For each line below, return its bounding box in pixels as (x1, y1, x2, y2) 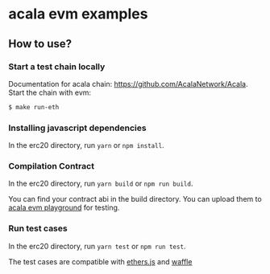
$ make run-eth (8, 103, 60, 111)
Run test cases (8, 223, 68, 234)
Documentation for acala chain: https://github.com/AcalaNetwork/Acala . (8, 79, 248, 88)
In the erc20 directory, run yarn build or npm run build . (8, 178, 193, 189)
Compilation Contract (8, 160, 95, 171)
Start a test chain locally (8, 61, 106, 72)
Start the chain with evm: (8, 88, 91, 97)
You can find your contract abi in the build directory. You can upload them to (8, 194, 262, 204)
